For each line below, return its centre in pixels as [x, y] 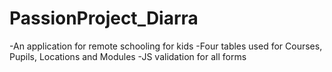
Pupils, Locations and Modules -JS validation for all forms [128, 56]
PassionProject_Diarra [104, 18]
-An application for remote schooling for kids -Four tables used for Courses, [166, 46]
